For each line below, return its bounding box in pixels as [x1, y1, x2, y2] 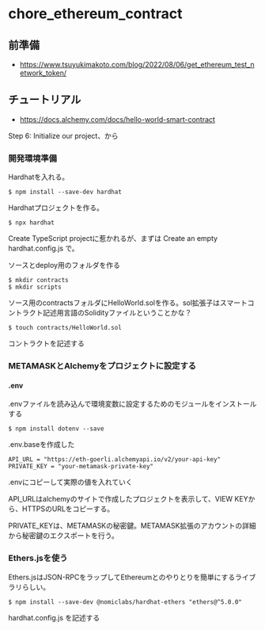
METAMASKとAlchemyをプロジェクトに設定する [8, 361, 196, 372]
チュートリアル [8, 93, 81, 107]
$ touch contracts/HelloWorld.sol [8, 324, 123, 332]
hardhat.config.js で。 [8, 243, 79, 254]
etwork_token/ [19, 68, 67, 78]
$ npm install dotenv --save [8, 425, 104, 433]
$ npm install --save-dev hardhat [8, 188, 123, 197]
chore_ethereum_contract [8, 5, 183, 23]
